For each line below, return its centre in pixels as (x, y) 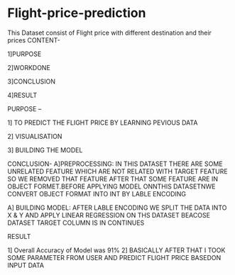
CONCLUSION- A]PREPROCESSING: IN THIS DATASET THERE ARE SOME (115, 164)
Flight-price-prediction (77, 13)
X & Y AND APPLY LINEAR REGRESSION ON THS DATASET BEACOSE (109, 215)
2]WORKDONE (29, 67)
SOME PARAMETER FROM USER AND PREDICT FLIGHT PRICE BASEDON (114, 257)
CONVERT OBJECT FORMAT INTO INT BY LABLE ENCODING (97, 193)
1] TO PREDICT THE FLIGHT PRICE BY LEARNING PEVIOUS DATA (103, 123)
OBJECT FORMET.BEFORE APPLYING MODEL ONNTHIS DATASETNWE (111, 186)
